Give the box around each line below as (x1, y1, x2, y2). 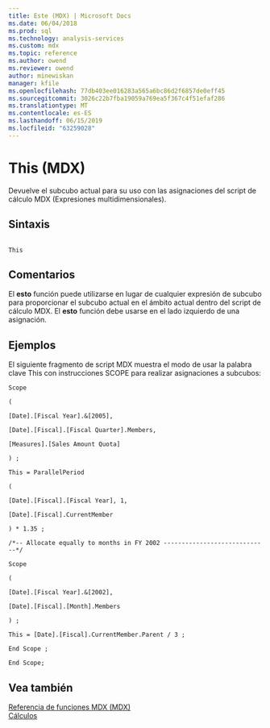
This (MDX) (8, 159, 86, 177)
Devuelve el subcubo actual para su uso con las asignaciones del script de (8, 185, 256, 195)
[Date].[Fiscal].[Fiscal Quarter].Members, (8, 426, 157, 435)
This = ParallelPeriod (8, 468, 85, 476)
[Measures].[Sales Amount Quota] (8, 440, 121, 448)
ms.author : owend (8, 57, 67, 65)
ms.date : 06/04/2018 (8, 19, 78, 27)
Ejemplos (8, 338, 56, 352)
